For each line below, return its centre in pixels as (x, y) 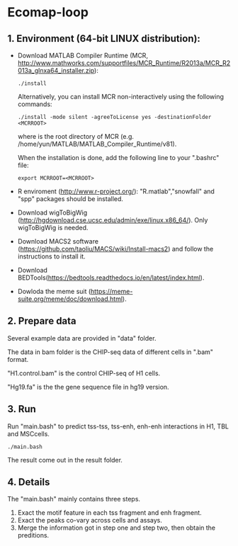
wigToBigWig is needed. (53, 228)
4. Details (29, 482)
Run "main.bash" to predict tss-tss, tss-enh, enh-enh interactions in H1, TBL (118, 426)
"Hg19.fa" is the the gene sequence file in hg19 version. (88, 387)
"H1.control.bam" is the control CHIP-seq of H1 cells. (84, 373)
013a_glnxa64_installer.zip (56, 70)
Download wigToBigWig (52, 212)
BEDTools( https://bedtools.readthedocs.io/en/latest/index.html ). (111, 278)
